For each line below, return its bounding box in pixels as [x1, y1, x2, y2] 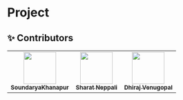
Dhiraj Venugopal [124, 84, 173, 91]
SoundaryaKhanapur [10, 84, 69, 91]
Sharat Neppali [75, 84, 117, 91]
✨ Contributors [7, 32, 74, 44]
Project [7, 5, 50, 21]
